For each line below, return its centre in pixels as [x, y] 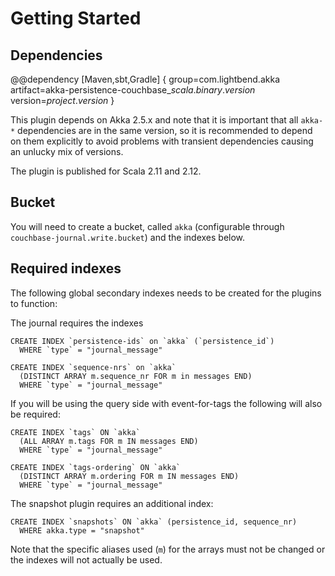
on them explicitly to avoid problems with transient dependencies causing [162, 141]
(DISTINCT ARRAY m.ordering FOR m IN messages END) [129, 476]
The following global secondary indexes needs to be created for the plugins [166, 293]
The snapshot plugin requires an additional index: [112, 503]
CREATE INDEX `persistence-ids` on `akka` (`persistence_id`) [142, 341]
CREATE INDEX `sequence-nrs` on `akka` [93, 367]
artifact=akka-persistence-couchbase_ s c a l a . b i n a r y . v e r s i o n [133, 90]
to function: [34, 303]
